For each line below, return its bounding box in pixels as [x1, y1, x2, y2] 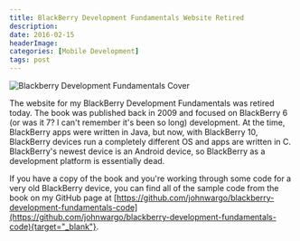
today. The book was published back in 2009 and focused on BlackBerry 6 [9, 108, 288, 118]
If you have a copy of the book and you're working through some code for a [9, 173, 292, 184]
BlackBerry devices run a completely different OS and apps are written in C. [9, 137, 292, 147]
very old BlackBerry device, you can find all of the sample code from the [9, 183, 279, 193]
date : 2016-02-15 [9, 30, 75, 39]
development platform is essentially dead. [9, 156, 165, 166]
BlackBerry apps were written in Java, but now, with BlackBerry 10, [9, 127, 258, 137]
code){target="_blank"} [9, 221, 97, 232]
